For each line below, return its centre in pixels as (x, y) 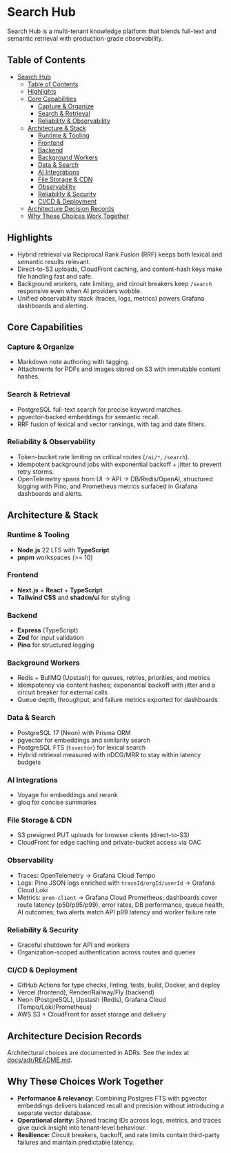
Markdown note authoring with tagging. (73, 362)
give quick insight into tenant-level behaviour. (82, 1127)
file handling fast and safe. (55, 276)
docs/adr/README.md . (40, 1060)
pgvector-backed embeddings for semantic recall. (88, 417)
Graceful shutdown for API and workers (73, 945)
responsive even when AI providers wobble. (80, 291)
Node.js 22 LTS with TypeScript (63, 550)
